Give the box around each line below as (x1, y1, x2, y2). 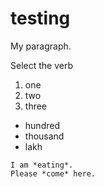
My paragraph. (10, 40, 72, 52)
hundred (24, 119, 60, 131)
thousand (24, 130, 65, 142)
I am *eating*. (10, 160, 74, 170)
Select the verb (10, 59, 73, 71)
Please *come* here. (10, 168, 97, 179)
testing (10, 7, 71, 30)
